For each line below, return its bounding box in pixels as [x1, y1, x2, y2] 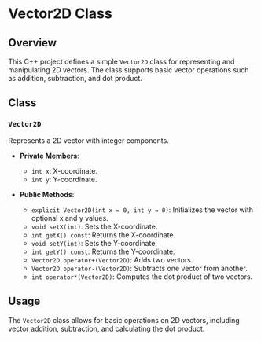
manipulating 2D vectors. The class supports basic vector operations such [8, 65, 249, 75]
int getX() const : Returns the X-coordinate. [31, 229, 176, 240]
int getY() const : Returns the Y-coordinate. [31, 247, 175, 256]
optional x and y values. [31, 213, 108, 222]
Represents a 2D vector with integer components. [8, 135, 169, 145]
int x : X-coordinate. [31, 166, 98, 175]
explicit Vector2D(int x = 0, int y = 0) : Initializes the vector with [31, 205, 254, 214]
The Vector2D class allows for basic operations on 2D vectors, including [8, 315, 240, 324]
